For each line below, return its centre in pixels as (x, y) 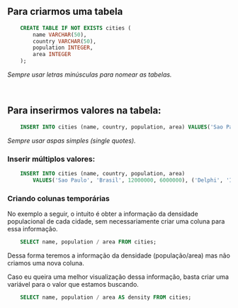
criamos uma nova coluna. (46, 263)
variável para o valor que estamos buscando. (73, 284)
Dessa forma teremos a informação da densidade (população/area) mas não (119, 255)
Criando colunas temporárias (58, 198)
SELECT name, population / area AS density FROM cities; (106, 297)
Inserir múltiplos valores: (51, 159)
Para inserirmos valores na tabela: (84, 110)
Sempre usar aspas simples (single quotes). (72, 141)
